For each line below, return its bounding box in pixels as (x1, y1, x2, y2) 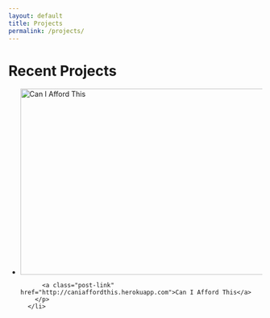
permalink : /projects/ (8, 27, 85, 35)
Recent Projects (8, 61, 117, 80)
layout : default (8, 11, 63, 20)
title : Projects (8, 19, 63, 27)
